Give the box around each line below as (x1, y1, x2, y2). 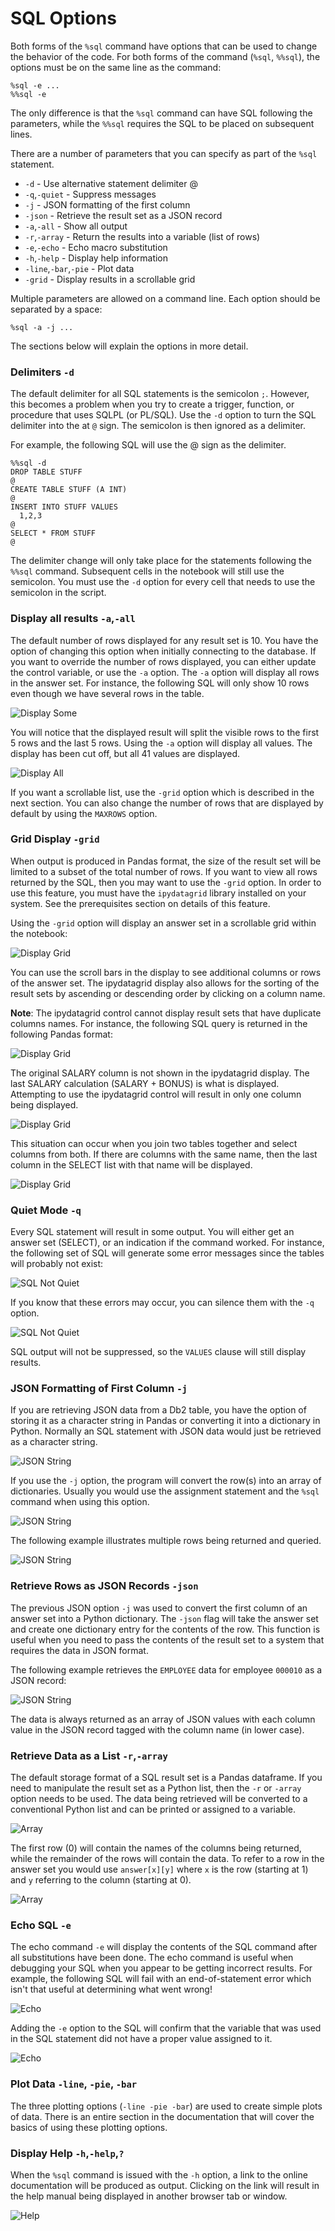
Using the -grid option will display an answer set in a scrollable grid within (10, 917, 317, 929)
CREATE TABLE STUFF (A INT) (10, 485, 128, 495)
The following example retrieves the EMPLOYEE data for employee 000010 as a (10, 1663, 323, 1676)
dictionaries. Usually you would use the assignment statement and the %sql (10, 1485, 320, 1497)
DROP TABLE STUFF (10, 467, 83, 477)
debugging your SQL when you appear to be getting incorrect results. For (10, 1962, 313, 1974)
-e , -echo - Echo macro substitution (24, 241, 168, 253)
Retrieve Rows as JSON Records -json (10, 1579, 199, 1593)
